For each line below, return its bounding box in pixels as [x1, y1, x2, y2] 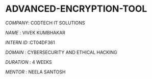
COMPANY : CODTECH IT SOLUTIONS [5, 20, 85, 26]
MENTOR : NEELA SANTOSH [5, 69, 66, 75]
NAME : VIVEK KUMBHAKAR [5, 29, 65, 35]
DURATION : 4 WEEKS [5, 59, 52, 65]
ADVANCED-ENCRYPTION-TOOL [5, 3, 147, 15]
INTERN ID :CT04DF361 [5, 39, 55, 46]
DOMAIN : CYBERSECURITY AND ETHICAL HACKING [5, 49, 117, 55]
